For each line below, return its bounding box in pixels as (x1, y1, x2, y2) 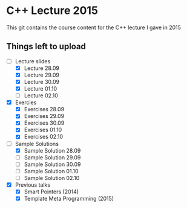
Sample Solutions (15, 140, 59, 147)
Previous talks (15, 181, 50, 189)
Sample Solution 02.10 (24, 174, 80, 181)
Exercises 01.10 (24, 126, 62, 134)
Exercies (15, 99, 37, 106)
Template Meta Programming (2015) (24, 195, 114, 202)
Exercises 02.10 (24, 133, 64, 140)
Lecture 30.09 (24, 78, 59, 85)
